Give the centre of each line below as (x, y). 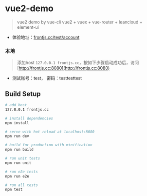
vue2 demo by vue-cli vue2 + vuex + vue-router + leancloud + (80, 22)
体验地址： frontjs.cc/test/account (46, 37)
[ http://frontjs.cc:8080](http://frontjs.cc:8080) (63, 68)
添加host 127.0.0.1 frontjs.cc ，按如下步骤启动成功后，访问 (78, 63)
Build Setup (23, 94)
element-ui (28, 27)
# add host (16, 105)
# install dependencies (29, 118)
